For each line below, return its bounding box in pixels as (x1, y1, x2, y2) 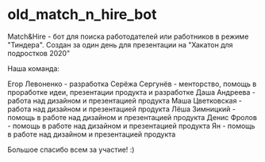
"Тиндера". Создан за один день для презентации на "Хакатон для (7, 40, 233, 49)
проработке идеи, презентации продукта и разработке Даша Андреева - (7, 87, 255, 96)
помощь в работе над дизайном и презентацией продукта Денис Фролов (7, 112, 257, 122)
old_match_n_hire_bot (7, 6, 157, 24)
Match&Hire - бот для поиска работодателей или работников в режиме (7, 32, 249, 41)
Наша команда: (7, 63, 60, 73)
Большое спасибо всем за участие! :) (7, 145, 135, 154)
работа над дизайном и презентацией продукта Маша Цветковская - (7, 96, 243, 105)
